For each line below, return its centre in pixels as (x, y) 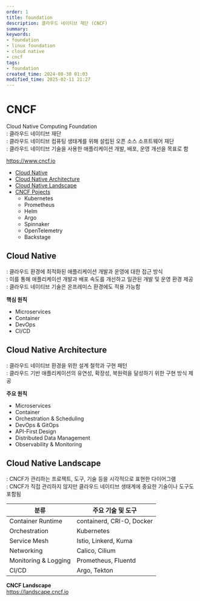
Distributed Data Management (53, 438)
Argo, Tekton (95, 570)
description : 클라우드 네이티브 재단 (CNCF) (57, 23)
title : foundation (29, 18)
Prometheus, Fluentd (106, 560)
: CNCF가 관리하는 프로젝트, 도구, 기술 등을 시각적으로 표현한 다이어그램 (91, 478)
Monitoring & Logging (40, 560)
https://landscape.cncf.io (38, 591)
